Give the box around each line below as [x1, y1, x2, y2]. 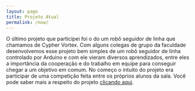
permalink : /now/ [6, 19, 49, 25]
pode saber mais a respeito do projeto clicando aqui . [6, 79, 134, 86]
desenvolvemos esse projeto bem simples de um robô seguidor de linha [6, 48, 181, 55]
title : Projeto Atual [6, 14, 60, 20]
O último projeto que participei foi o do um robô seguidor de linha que [6, 36, 176, 43]
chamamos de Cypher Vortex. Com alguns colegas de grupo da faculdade [6, 41, 186, 48]
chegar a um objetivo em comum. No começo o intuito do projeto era [6, 66, 174, 73]
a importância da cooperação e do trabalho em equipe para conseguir [6, 60, 177, 67]
